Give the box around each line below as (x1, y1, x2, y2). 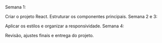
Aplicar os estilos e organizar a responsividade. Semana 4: (5, 23, 125, 29)
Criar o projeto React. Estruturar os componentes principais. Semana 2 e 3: (5, 14, 158, 19)
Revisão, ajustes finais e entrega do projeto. (5, 33, 94, 38)
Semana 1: (5, 4, 26, 10)
